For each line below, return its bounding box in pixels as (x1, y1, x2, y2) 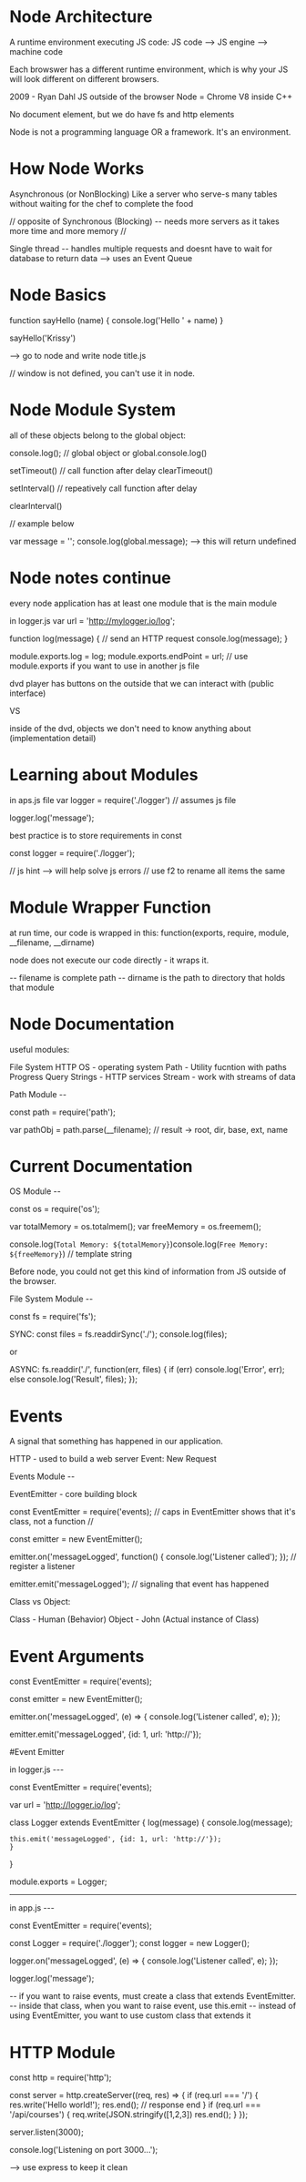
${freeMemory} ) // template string (9, 1249, 133, 1259)
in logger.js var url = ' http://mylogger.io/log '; (9, 615, 176, 626)
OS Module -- (9, 1186, 61, 1197)
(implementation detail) (9, 732, 97, 743)
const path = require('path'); (9, 1106, 117, 1117)
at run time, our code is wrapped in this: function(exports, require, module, (9, 927, 290, 938)
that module (9, 982, 55, 993)
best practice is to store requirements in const (9, 830, 182, 841)
